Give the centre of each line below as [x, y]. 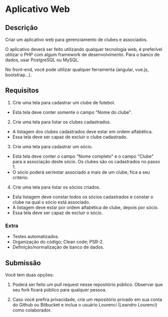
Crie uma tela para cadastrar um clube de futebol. [64, 102]
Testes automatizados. [36, 237]
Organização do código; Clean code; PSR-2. [58, 242]
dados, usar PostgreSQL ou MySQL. [42, 60]
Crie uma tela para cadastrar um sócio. [52, 146]
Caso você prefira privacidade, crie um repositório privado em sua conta [87, 299]
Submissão [23, 263]
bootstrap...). [18, 75]
